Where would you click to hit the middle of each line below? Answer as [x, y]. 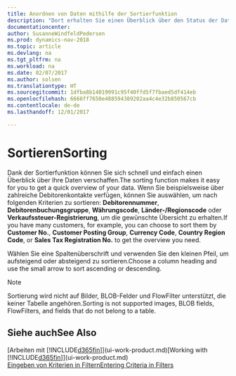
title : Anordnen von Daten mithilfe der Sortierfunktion [92, 14]
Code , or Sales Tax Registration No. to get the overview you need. [104, 239]
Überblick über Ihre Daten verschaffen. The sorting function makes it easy [113, 180]
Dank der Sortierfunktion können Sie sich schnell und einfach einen [105, 173]
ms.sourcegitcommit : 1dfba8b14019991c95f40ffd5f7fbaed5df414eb [102, 92]
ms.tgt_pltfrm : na [34, 60]
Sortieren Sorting [57, 153]
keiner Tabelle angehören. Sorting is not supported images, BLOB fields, [111, 303]
